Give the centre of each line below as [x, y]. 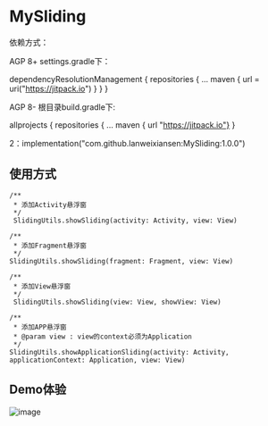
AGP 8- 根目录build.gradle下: [63, 107]
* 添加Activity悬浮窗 [50, 205]
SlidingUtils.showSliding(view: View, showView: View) [117, 302]
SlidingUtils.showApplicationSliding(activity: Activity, [119, 352]
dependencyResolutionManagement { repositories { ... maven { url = [135, 79]
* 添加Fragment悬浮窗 [50, 246]
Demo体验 [38, 390]
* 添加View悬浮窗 [42, 286]
